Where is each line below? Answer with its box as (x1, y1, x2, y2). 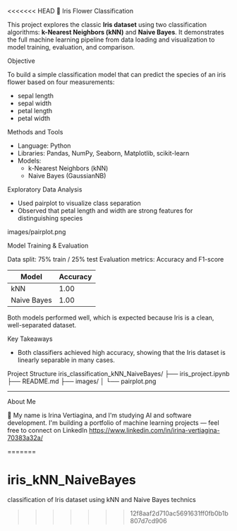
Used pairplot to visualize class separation (17, 199, 141, 207)
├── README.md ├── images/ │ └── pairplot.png (7, 377, 157, 385)
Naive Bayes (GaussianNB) (28, 172, 107, 180)
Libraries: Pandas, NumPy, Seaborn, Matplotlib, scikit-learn (17, 149, 190, 157)
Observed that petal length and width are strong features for (17, 206, 193, 215)
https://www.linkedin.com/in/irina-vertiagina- (89, 426, 220, 434)
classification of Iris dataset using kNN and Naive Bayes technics (7, 495, 196, 503)
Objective (7, 57, 35, 65)
